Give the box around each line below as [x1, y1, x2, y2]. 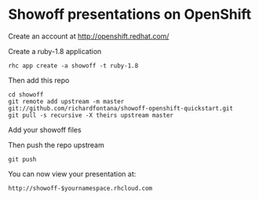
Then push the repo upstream [8, 140, 104, 150]
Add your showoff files [8, 125, 82, 134]
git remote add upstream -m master [8, 97, 125, 105]
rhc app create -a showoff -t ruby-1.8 [8, 61, 139, 70]
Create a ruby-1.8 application [8, 46, 102, 56]
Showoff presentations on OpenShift [8, 5, 252, 24]
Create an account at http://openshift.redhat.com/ [8, 31, 170, 41]
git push [8, 155, 37, 163]
